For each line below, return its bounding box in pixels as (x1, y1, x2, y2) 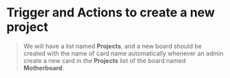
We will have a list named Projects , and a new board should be (23, 42, 202, 50)
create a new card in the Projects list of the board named (23, 56, 187, 64)
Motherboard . (23, 64, 65, 72)
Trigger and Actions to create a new (6, 5, 215, 21)
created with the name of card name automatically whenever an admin (23, 49, 224, 57)
